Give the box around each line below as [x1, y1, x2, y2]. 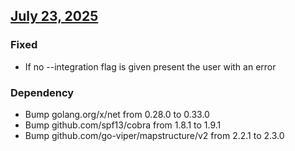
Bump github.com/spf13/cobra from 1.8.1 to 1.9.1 [24, 119, 222, 131]
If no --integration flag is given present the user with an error [24, 60, 277, 73]
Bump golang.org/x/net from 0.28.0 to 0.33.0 [24, 108, 210, 120]
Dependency [10, 85, 75, 99]
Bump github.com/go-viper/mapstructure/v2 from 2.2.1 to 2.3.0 [24, 129, 285, 141]
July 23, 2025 [10, 8, 99, 25]
